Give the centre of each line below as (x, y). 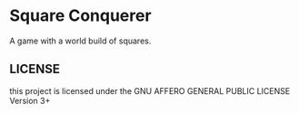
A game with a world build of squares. (80, 41)
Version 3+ (30, 100)
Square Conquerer (80, 16)
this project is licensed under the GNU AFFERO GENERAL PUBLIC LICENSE (150, 90)
